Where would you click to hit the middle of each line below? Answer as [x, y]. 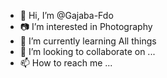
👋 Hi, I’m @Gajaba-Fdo [66, 15]
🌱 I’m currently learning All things [88, 41]
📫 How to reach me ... [66, 63]
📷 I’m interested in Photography [86, 26]
